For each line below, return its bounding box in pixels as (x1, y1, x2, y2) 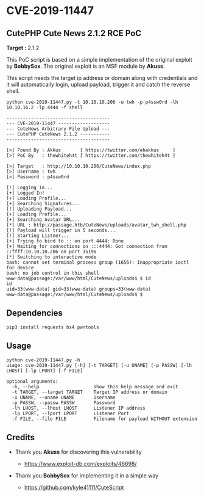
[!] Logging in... (6, 184, 53, 190)
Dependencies (6, 308, 63, 318)
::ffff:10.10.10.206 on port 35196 (6, 248, 97, 255)
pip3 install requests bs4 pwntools (6, 324, 99, 330)
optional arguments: (6, 378, 59, 385)
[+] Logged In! (6, 190, 45, 196)
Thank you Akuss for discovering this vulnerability (15, 448, 142, 455)
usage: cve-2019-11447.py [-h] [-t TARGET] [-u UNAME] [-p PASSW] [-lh (6, 362, 192, 368)
